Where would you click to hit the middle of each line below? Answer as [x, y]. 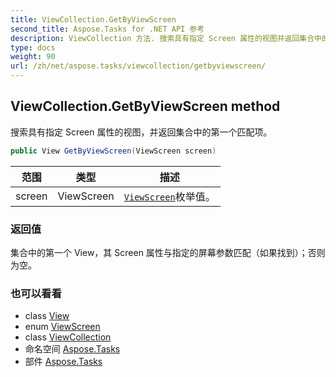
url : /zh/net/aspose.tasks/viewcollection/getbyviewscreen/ [138, 66]
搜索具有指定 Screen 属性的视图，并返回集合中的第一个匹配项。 [141, 132]
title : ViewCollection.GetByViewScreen [93, 19]
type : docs [33, 47]
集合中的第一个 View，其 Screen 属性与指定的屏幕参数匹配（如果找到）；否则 [168, 252]
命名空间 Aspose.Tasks [72, 349]
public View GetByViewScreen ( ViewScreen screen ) [113, 151]
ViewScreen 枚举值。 [169, 196]
